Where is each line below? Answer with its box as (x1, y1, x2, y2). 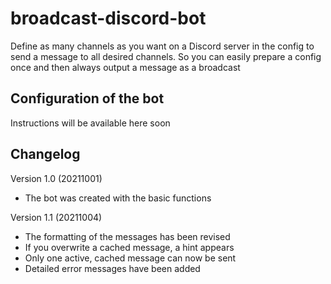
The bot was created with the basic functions (24, 192, 212, 204)
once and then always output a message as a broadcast (10, 61, 241, 73)
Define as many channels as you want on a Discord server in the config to (10, 40, 315, 52)
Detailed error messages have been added (24, 262, 201, 274)
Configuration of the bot (10, 90, 165, 107)
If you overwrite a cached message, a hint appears (24, 241, 235, 253)
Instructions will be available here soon (10, 117, 171, 129)
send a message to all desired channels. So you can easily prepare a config (10, 50, 322, 62)
